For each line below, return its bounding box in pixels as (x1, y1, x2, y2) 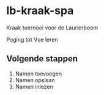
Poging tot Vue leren (6, 36, 58, 43)
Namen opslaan (15, 76, 55, 83)
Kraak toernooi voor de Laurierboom (6, 24, 98, 31)
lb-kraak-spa (6, 4, 74, 18)
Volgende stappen (6, 53, 78, 64)
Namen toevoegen (15, 70, 62, 77)
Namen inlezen (15, 83, 53, 90)
